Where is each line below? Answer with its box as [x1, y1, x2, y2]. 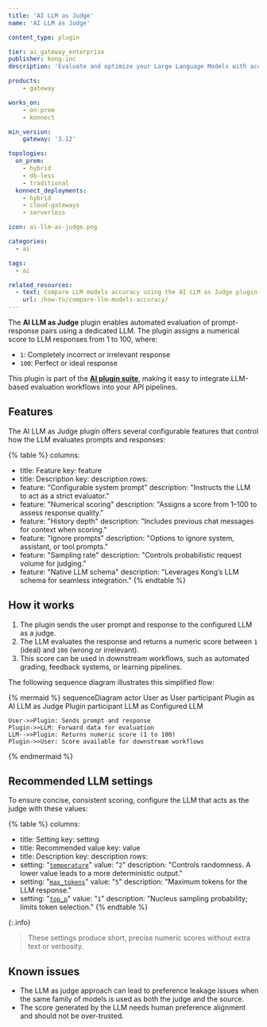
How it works [8, 598, 75, 613]
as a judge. [19, 628, 56, 637]
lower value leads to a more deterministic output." [19, 869, 183, 878]
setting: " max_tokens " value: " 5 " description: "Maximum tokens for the [19, 877, 248, 887]
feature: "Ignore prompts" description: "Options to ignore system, [19, 533, 234, 543]
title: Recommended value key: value [19, 843, 141, 853]
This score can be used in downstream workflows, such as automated [19, 653, 250, 663]
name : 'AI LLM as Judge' [8, 19, 91, 27]
